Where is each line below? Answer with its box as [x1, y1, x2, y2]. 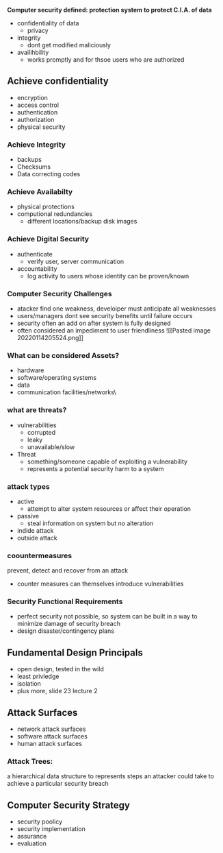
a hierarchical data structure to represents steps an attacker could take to [7, 772, 214, 780]
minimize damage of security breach [16, 620, 121, 628]
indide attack [16, 526, 54, 534]
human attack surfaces [16, 740, 82, 748]
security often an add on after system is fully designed [16, 319, 171, 327]
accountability [16, 264, 57, 273]
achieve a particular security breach [7, 780, 109, 788]
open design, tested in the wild [16, 665, 104, 673]
